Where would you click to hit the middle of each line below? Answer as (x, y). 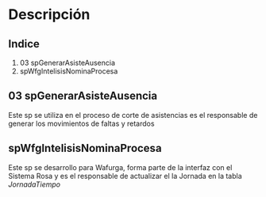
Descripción (49, 15)
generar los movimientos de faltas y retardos (81, 123)
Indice (24, 44)
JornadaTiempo (35, 184)
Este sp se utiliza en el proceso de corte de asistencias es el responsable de (133, 115)
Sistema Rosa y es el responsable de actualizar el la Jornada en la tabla (125, 176)
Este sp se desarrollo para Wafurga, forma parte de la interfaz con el (120, 167)
